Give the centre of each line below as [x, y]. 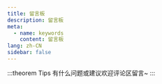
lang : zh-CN [24, 46]
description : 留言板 [36, 20]
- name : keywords [39, 33]
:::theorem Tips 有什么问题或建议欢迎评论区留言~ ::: [81, 73]
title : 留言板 [26, 14]
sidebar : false [29, 53]
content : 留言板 [42, 40]
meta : [15, 26]
